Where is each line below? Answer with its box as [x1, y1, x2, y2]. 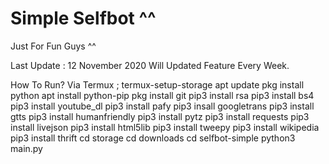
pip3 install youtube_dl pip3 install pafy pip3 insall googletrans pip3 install [10, 100, 315, 112]
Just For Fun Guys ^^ [10, 40, 97, 52]
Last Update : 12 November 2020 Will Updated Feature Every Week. [10, 59, 290, 71]
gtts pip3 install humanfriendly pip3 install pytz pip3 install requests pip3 [10, 110, 310, 122]
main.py [10, 142, 43, 154]
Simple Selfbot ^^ [10, 7, 157, 30]
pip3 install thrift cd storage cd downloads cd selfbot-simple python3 [10, 132, 296, 144]
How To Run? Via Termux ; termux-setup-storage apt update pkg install [10, 78, 305, 91]
